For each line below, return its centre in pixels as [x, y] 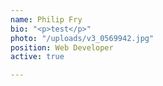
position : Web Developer [62, 47]
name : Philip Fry [46, 19]
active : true [37, 57]
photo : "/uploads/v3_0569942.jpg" [82, 38]
